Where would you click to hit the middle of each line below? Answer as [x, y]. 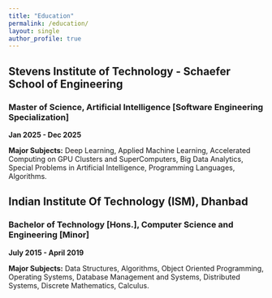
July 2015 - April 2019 [46, 253]
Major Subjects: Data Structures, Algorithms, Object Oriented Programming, [136, 268]
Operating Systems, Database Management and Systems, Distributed [125, 277]
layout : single [34, 31]
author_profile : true [45, 38]
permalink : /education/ [49, 23]
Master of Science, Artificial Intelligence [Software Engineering [136, 107]
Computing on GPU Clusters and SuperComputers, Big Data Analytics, [126, 159]
